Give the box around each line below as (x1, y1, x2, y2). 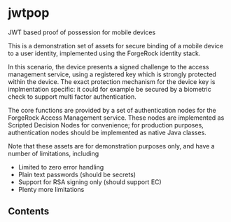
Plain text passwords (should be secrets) (17, 170, 136, 179)
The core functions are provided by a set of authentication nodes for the (8, 106, 216, 114)
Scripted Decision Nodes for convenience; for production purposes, (8, 120, 204, 129)
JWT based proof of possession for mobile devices (8, 28, 156, 36)
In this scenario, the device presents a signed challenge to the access (8, 62, 209, 71)
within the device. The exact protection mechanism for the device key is (8, 77, 216, 85)
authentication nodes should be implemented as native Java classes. (8, 128, 207, 137)
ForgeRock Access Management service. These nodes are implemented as (8, 113, 225, 122)
